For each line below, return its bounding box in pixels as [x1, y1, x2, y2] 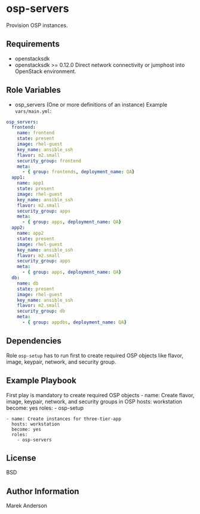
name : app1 [17, 180, 44, 186]
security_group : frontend [17, 158, 82, 164]
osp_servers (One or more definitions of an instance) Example [14, 101, 168, 108]
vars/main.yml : [14, 107, 52, 114]
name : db [17, 280, 39, 286]
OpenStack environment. [14, 68, 76, 75]
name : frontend [17, 130, 55, 136]
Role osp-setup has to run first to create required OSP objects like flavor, [6, 352, 184, 359]
